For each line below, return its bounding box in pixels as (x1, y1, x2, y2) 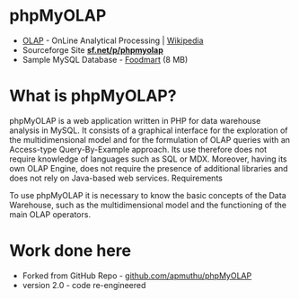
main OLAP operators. (9, 208, 92, 220)
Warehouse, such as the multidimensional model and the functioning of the (9, 199, 287, 210)
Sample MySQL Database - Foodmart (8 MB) (22, 54, 189, 65)
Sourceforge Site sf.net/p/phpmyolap (22, 44, 164, 55)
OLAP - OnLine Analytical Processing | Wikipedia (22, 35, 204, 46)
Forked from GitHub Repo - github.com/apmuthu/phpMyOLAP (22, 270, 252, 281)
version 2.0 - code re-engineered (22, 279, 146, 290)
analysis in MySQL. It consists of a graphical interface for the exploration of (9, 125, 289, 136)
